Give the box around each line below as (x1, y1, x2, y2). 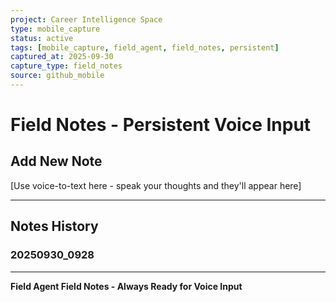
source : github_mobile (10, 71, 105, 81)
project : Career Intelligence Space (10, 14, 163, 25)
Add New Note (10, 153, 103, 170)
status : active (10, 33, 74, 43)
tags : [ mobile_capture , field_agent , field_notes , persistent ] (10, 42, 280, 53)
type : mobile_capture (10, 24, 101, 34)
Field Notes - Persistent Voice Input (10, 114, 312, 136)
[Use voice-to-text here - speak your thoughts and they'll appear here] (10, 179, 302, 191)
